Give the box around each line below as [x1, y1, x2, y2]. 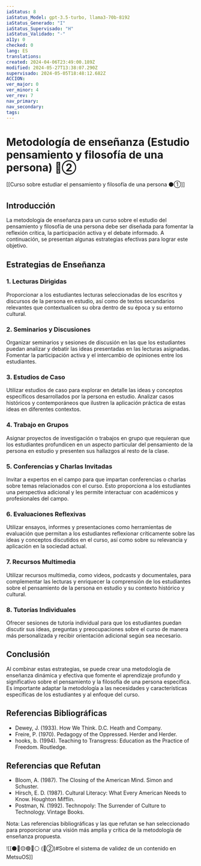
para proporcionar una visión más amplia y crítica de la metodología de [6, 826, 182, 834]
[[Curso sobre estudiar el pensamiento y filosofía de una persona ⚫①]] [6, 181, 185, 188]
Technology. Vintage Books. [14, 808, 85, 816]
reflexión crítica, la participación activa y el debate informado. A [6, 229, 164, 237]
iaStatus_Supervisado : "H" [6, 25, 74, 32]
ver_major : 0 [6, 82, 39, 88]
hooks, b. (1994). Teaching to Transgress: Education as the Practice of [14, 737, 190, 744]
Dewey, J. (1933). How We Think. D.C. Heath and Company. [14, 724, 163, 731]
